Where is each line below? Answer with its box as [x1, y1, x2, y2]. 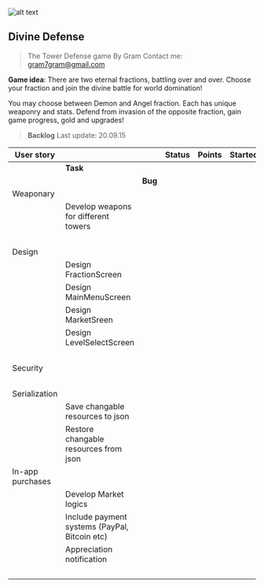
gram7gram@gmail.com [27, 59, 105, 69]
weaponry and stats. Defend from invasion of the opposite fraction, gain [8, 106, 242, 116]
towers [65, 221, 91, 232]
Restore [65, 423, 94, 434]
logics [65, 498, 88, 509]
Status [164, 149, 190, 160]
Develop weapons [65, 201, 132, 212]
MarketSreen [65, 314, 114, 325]
